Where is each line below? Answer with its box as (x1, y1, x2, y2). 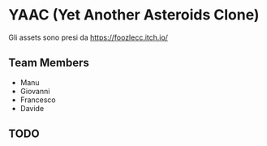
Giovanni (19, 86, 50, 96)
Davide (19, 103, 45, 113)
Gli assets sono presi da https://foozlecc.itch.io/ (8, 32, 169, 42)
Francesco (19, 95, 56, 105)
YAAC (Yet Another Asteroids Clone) (8, 6, 260, 24)
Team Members (8, 56, 89, 70)
